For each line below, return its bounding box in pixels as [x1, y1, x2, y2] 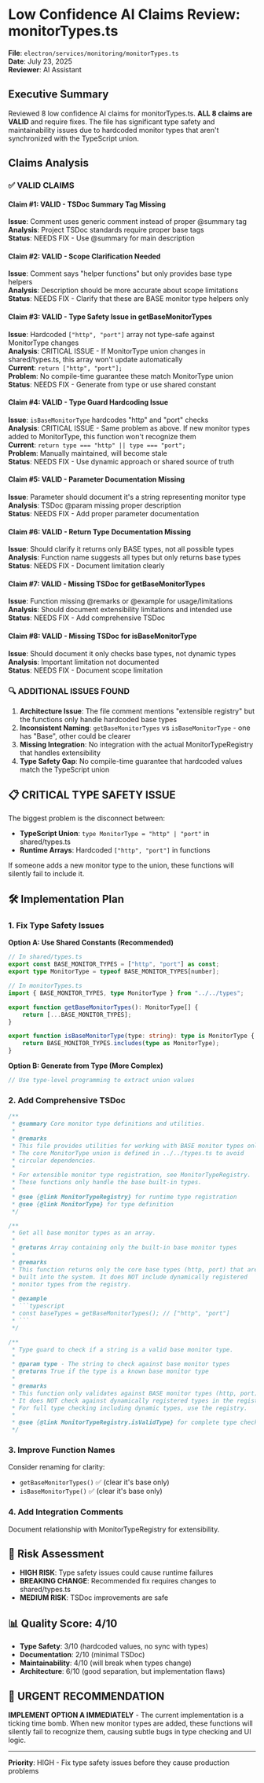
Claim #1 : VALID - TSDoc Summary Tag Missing [8, 199, 167, 209]
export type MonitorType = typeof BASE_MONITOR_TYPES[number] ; [8, 968, 220, 976]
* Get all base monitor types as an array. [11, 1229, 156, 1237]
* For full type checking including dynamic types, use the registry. [11, 1404, 247, 1412]
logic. [8, 1735, 26, 1745]
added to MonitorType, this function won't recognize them [8, 431, 196, 441]
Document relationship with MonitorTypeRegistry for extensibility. [8, 1524, 220, 1534]
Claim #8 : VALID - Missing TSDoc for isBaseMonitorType [8, 631, 197, 641]
